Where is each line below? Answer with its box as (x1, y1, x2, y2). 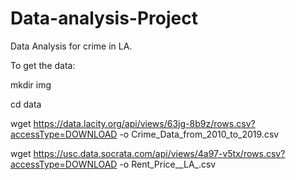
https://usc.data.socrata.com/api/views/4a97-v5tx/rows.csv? (33, 147, 286, 159)
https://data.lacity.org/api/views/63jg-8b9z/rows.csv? (33, 117, 256, 129)
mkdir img (10, 78, 52, 91)
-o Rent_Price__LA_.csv (119, 158, 217, 170)
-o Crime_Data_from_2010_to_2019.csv (119, 128, 280, 140)
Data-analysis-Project (10, 7, 198, 30)
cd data (10, 98, 42, 110)
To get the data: (10, 59, 76, 71)
